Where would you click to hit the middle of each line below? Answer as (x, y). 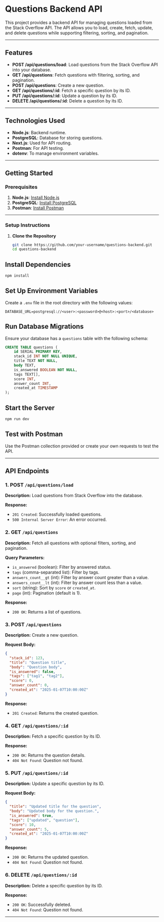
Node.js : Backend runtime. (39, 132)
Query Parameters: (25, 558)
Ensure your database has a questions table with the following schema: (77, 338)
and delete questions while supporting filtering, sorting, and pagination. (77, 33)
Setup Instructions (28, 225)
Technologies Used (35, 121)
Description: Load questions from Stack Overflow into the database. (74, 496)
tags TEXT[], (27, 374)
